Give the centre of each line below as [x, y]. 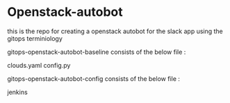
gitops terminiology [35, 38]
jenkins [17, 92]
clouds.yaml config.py [39, 65]
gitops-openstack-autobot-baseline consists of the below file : [97, 52]
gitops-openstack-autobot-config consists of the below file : [94, 78]
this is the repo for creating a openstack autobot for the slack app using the [115, 31]
